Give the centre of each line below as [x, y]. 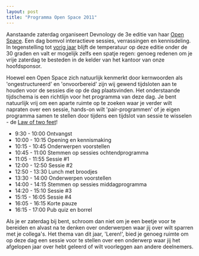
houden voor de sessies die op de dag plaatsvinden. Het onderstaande [93, 90]
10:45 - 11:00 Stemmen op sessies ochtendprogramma [82, 152]
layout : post [22, 12]
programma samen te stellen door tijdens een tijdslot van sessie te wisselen [99, 115]
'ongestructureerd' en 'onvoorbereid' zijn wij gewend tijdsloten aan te [91, 84]
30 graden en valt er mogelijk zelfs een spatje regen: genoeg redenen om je [99, 53]
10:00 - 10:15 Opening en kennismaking [63, 140]
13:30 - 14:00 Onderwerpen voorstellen [63, 178]
